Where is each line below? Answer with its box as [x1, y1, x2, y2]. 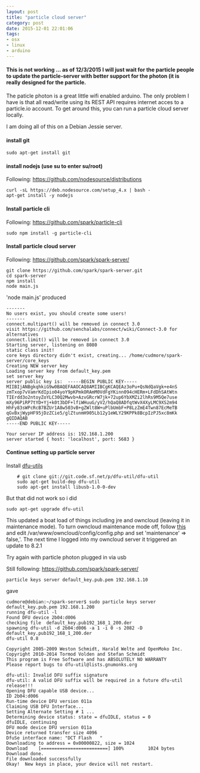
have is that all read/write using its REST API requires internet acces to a [6, 98, 184, 105]
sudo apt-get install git [6, 150, 70, 156]
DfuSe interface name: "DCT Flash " [6, 735, 103, 741]
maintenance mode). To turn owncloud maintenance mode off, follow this [6, 523, 186, 530]
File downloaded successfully [6, 756, 82, 762]
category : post [6, 20, 44, 26]
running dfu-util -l [6, 609, 58, 615]
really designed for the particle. [6, 79, 87, 86]
